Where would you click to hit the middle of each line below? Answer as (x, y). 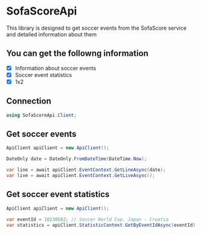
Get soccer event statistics (58, 194)
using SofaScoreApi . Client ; (42, 115)
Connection (29, 101)
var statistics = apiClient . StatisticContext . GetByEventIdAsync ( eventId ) (101, 225)
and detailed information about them (52, 34)
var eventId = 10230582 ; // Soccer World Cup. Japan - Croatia (88, 219)
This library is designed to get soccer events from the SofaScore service (97, 28)
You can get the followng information (78, 54)
